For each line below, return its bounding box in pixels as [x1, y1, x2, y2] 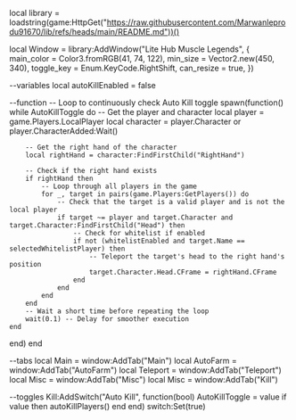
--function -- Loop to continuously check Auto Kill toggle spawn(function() [9, 97, 284, 108]
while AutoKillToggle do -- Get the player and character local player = [9, 107, 265, 117]
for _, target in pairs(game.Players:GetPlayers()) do [41, 190, 250, 199]
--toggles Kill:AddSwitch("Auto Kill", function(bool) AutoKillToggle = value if [9, 391, 287, 402]
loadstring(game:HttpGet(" [9, 17, 107, 28]
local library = [9, 8, 61, 18]
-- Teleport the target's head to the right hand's [88, 252, 285, 261]
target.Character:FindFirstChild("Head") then [9, 221, 185, 230]
